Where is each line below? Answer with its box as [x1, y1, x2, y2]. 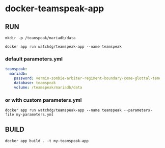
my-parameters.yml [16, 112, 54, 117]
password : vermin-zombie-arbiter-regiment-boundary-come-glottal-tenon [14, 76, 164, 81]
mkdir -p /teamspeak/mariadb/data [5, 35, 76, 40]
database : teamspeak [14, 80, 56, 85]
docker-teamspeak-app [5, 3, 104, 14]
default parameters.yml [5, 55, 63, 62]
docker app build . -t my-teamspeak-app [5, 138, 89, 143]
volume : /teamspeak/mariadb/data [14, 85, 82, 90]
